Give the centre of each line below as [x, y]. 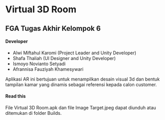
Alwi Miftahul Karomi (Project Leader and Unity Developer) [75, 53]
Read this [16, 96]
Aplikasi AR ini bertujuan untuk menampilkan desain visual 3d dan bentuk [82, 79]
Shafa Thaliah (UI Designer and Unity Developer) [64, 58]
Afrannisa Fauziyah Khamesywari [48, 69]
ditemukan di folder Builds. [34, 113]
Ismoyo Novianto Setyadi [39, 64]
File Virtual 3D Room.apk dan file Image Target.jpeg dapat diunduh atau [81, 107]
